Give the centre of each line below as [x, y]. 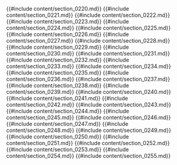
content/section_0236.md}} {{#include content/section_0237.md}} [88, 79]
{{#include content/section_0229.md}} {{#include [68, 47]
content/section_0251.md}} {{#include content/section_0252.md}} [88, 143]
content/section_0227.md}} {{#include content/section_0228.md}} [88, 41]
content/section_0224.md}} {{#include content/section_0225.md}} [88, 28]
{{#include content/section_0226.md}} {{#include [68, 34]
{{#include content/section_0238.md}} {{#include [68, 86]
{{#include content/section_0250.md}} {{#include [68, 137]
